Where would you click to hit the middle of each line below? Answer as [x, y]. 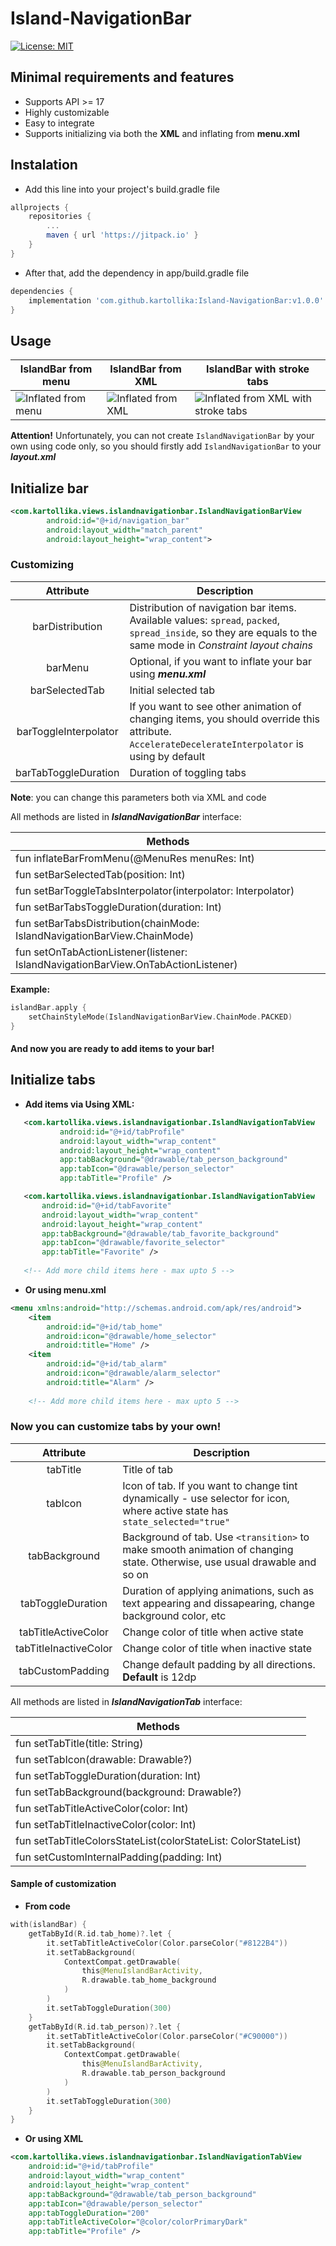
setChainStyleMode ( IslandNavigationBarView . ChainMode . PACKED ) [160, 1017]
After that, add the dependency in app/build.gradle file [137, 273]
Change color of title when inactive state [217, 1648]
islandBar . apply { [48, 1007]
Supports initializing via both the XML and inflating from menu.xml [162, 133]
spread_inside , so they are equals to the [223, 632]
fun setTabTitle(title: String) [79, 1743]
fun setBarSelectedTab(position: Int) [100, 874]
